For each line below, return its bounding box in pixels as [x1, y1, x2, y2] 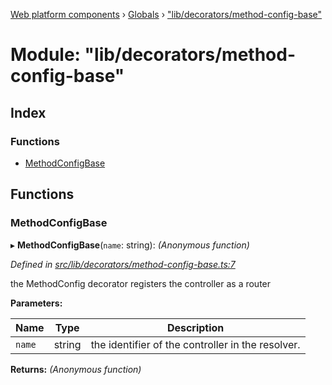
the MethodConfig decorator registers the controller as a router [10, 277, 272, 289]
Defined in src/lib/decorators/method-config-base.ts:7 [10, 258, 236, 270]
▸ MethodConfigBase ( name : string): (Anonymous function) [10, 239, 250, 251]
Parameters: [10, 297, 63, 309]
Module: [10, 44, 81, 66]
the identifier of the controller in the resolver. [90, 337, 301, 351]
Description [166, 320, 225, 334]
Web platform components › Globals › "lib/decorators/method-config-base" [10, 9, 323, 20]
